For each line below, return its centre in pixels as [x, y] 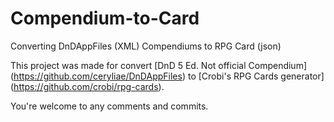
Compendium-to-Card [105, 18]
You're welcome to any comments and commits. [109, 106]
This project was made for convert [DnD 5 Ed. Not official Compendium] [159, 65]
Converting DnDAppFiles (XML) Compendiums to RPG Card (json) [146, 46]
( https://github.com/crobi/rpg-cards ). [87, 86]
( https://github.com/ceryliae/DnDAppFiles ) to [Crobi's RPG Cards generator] [167, 76]
